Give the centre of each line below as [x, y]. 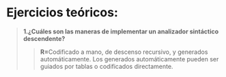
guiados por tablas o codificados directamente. [107, 66]
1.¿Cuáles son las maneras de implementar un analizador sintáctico [121, 31]
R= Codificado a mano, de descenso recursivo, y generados [124, 52]
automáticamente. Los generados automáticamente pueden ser [129, 59]
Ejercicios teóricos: [62, 13]
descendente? [44, 38]
